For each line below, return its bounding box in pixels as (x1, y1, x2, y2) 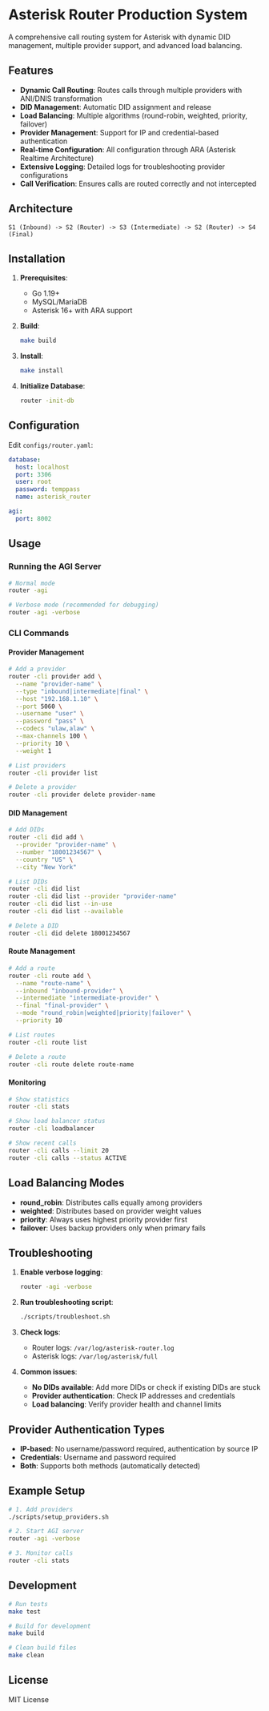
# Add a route (8, 964, 56, 972)
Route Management (8, 947, 76, 956)
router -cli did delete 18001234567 (8, 929, 130, 937)
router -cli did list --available (8, 908, 124, 916)
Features (8, 64, 54, 78)
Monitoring (8, 1077, 46, 1087)
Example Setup (8, 1484, 86, 1498)
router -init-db (19, 397, 74, 405)
